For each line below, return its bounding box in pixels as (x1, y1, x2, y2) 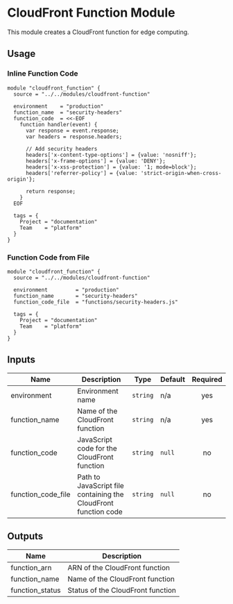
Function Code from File (7, 252, 90, 262)
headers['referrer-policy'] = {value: (25, 169, 138, 176)
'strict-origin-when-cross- (140, 169, 222, 176)
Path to (77, 472, 101, 482)
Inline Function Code (7, 69, 78, 78)
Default (160, 374, 186, 384)
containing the (77, 489, 124, 499)
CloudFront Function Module (7, 5, 175, 21)
